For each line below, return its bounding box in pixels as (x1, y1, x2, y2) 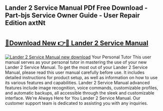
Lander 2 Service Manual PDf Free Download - (5, 4, 148, 12)
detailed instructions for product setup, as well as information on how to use (5, 75, 158, 80)
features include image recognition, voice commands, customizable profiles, (5, 85, 158, 91)
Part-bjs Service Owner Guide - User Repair (5, 12, 140, 20)
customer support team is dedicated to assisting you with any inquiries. (5, 100, 148, 106)
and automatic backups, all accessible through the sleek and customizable (5, 90, 155, 96)
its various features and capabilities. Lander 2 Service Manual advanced (5, 80, 150, 85)
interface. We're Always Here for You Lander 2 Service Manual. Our (5, 95, 141, 101)
